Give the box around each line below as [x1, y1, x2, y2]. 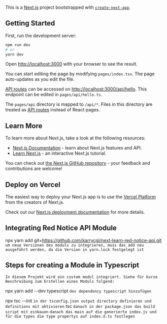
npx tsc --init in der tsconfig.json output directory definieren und [5, 298, 152, 304]
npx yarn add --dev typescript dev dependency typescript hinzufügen [5, 287, 152, 294]
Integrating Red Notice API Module [5, 224, 117, 232]
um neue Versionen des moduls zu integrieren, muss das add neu [5, 243, 144, 248]
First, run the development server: [5, 33, 77, 39]
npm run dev [5, 42, 30, 47]
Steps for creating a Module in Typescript [5, 261, 140, 270]
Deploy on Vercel [5, 180, 61, 189]
